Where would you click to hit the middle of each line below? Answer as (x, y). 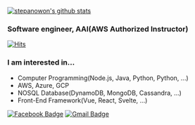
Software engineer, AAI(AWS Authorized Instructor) (98, 29)
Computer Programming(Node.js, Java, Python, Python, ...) (103, 78)
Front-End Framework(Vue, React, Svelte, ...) (82, 100)
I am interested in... (41, 63)
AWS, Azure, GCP (43, 85)
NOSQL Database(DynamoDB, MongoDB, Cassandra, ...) (99, 93)
